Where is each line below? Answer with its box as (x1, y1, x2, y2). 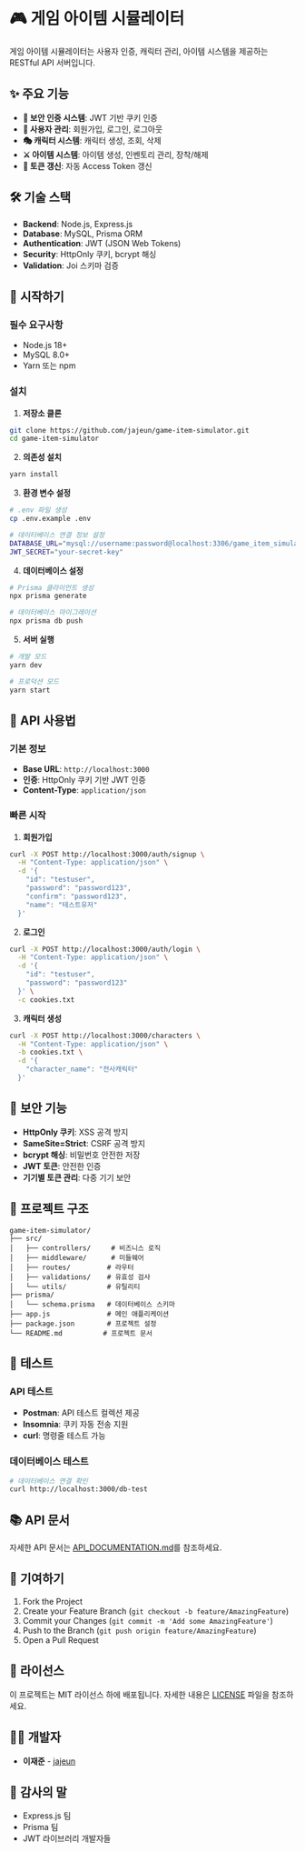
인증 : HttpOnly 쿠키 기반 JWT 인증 (22, 775, 147, 786)
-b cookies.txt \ (17, 1047, 84, 1057)
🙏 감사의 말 (9, 1784, 68, 1800)
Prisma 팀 (22, 1822, 59, 1833)
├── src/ (9, 1234, 43, 1243)
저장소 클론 (22, 407, 62, 418)
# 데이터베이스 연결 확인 (9, 1477, 89, 1486)
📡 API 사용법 (9, 713, 76, 728)
